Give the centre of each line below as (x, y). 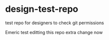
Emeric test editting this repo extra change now (54, 32)
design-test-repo (42, 9)
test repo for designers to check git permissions (54, 23)
